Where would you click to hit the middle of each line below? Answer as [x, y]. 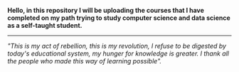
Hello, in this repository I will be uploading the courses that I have [106, 10]
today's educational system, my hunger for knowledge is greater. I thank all [118, 53]
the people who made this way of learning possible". [85, 61]
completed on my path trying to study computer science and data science [119, 18]
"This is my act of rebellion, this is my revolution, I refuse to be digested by [117, 46]
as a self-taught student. [45, 25]
